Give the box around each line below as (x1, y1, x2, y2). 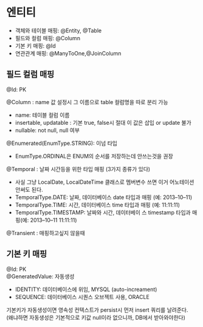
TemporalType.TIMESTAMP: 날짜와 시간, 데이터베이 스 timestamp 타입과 (15, 208, 191, 216)
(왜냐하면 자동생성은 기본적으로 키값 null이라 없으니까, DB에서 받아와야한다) (6, 314, 185, 321)
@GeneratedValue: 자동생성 (6, 272, 75, 280)
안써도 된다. (15, 186, 44, 193)
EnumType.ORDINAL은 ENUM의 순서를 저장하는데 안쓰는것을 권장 (15, 152, 173, 160)
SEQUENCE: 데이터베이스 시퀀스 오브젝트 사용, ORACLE (15, 293, 150, 300)
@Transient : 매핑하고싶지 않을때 (6, 229, 85, 236)
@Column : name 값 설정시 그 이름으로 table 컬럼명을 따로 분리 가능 (6, 98, 168, 105)
